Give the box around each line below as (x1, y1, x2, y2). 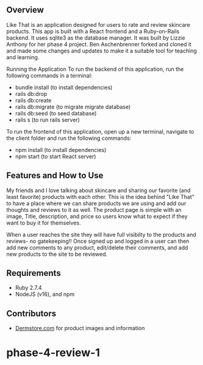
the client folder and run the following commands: (6, 134, 132, 142)
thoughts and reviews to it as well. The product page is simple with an (6, 206, 182, 213)
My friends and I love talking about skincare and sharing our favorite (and (6, 186, 191, 194)
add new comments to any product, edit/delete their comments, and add (6, 244, 188, 251)
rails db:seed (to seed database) (15, 109, 97, 117)
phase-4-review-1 (6, 346, 101, 360)
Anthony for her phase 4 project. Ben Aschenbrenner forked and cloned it (6, 40, 192, 48)
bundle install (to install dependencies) (15, 84, 113, 91)
